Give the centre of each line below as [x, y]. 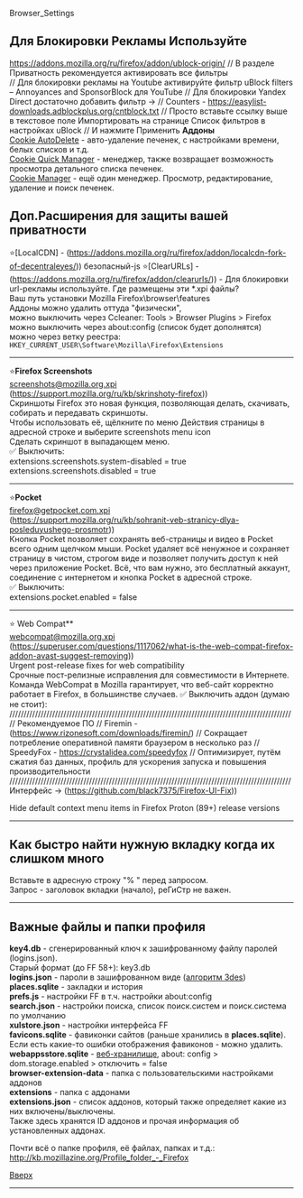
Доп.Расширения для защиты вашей [119, 216]
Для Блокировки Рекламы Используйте [129, 41]
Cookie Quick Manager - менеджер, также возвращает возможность [142, 159]
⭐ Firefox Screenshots [51, 371]
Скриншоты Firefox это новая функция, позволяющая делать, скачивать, [150, 403]
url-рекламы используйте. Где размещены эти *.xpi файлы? [124, 289]
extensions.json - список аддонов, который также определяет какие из [148, 1102]
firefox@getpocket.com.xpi [60, 510]
